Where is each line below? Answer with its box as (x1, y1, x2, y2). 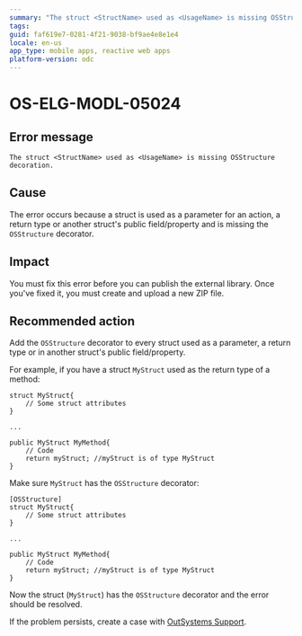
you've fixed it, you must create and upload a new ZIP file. (9, 287, 225, 298)
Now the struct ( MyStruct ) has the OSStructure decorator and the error (9, 589, 270, 600)
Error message (9, 129, 94, 145)
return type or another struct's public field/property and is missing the (9, 218, 269, 229)
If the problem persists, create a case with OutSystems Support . (9, 616, 247, 627)
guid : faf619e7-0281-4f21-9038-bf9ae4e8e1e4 (9, 30, 179, 39)
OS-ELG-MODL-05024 (9, 93, 182, 114)
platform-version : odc (9, 55, 94, 64)
